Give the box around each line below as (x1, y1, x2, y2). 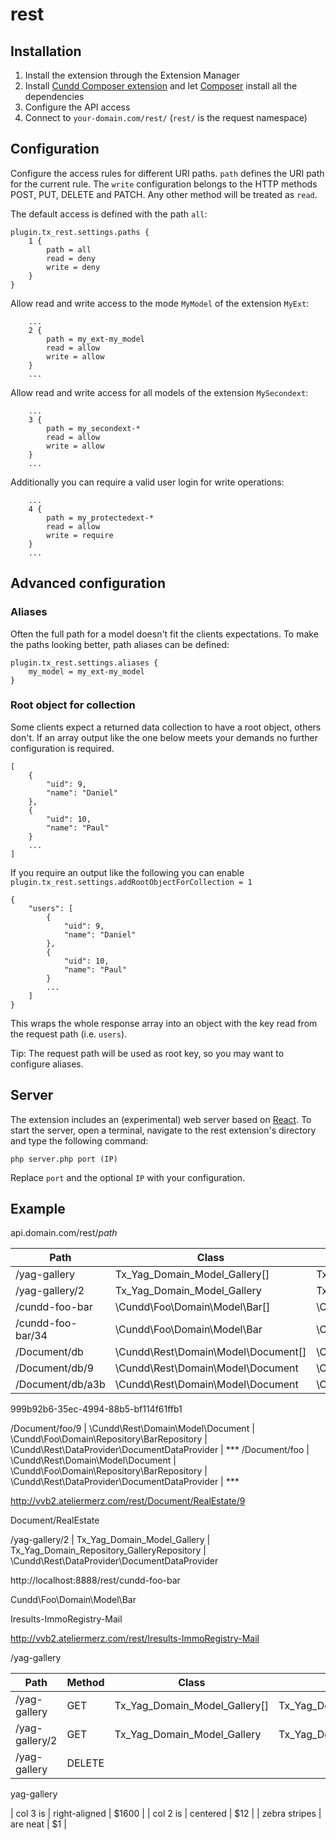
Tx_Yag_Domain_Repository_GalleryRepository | (10, 1544, 207, 1557)
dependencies (24, 91, 85, 102)
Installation (10, 43, 82, 60)
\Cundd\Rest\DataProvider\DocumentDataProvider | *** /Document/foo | (10, 1444, 310, 1456)
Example (10, 1201, 66, 1217)
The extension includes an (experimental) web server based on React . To (10, 1113, 312, 1125)
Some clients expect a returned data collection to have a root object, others (10, 721, 322, 733)
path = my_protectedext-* (46, 513, 155, 523)
